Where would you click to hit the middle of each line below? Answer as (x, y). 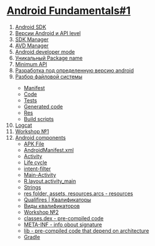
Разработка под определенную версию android (74, 70)
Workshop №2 (41, 212)
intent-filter (37, 168)
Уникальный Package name (49, 58)
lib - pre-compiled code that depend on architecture (86, 231)
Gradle (32, 237)
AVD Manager (32, 46)
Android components (40, 137)
